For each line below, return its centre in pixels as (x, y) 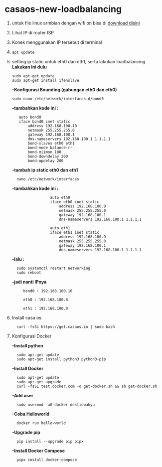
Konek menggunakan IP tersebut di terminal (57, 42)
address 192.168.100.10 (52, 126)
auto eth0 (60, 197)
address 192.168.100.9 (82, 237)
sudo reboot (29, 273)
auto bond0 (30, 117)
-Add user (22, 395)
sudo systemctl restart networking (54, 268)
